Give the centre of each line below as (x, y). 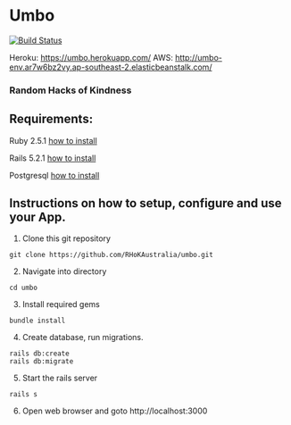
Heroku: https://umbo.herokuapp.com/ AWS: (91, 57)
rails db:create (39, 354)
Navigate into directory (64, 271)
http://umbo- (199, 57)
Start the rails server (60, 378)
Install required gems (61, 304)
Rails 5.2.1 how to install (53, 158)
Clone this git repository (67, 238)
